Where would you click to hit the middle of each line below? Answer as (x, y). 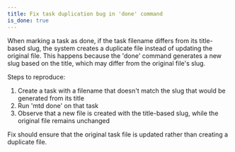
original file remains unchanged (64, 120)
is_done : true (28, 21)
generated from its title (51, 98)
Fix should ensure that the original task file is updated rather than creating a (118, 134)
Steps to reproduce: (36, 77)
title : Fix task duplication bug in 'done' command (85, 14)
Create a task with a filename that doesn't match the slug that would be (121, 90)
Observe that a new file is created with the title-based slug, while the (118, 113)
